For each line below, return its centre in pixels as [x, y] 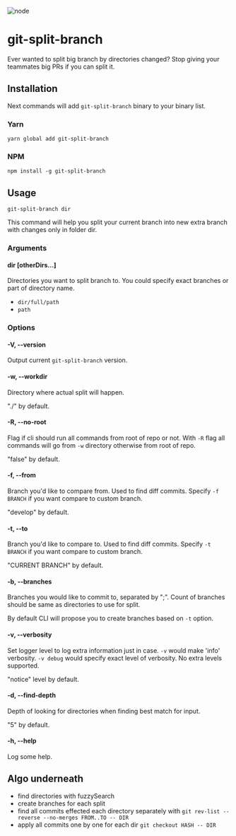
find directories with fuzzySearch [66, 796]
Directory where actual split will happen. [66, 392]
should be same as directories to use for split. [74, 605]
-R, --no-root [27, 422]
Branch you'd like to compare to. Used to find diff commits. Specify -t [109, 544]
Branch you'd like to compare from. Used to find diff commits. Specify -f [113, 491]
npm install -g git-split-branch [57, 171]
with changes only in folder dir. [52, 230]
